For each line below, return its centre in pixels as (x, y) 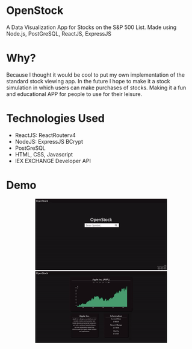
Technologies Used (56, 119)
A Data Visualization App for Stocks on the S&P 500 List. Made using (91, 27)
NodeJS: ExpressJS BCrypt (49, 141)
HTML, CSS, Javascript (44, 154)
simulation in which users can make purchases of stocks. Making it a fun (96, 88)
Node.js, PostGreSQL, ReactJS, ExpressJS (59, 33)
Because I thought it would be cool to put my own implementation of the (96, 75)
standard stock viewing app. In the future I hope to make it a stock (88, 81)
